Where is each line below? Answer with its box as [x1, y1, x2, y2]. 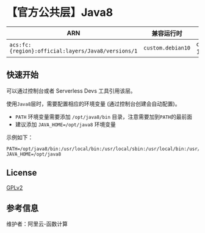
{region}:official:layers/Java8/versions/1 [9, 47, 138, 54]
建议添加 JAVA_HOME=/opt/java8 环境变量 [15, 120, 116, 128]
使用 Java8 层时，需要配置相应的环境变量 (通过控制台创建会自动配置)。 [6, 100, 181, 107]
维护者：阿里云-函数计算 [6, 220, 68, 228]
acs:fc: [9, 41, 32, 48]
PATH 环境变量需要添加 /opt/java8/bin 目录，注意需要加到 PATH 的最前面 [15, 113, 193, 120]
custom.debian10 [143, 44, 191, 51]
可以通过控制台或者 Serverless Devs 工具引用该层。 [6, 87, 136, 95]
